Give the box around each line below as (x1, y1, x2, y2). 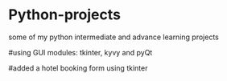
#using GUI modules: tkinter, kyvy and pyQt (8, 47, 153, 57)
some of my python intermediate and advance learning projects (8, 32, 219, 42)
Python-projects (8, 6, 121, 24)
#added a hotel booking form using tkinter (8, 63, 148, 73)
